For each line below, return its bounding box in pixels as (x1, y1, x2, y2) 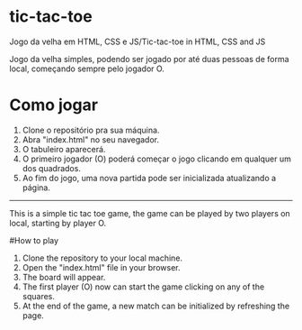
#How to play (9, 234, 59, 245)
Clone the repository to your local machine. (22, 252, 182, 263)
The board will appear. (22, 271, 106, 282)
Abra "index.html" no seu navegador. (22, 133, 160, 145)
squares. (22, 290, 56, 301)
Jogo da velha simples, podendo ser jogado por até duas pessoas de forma (9, 53, 289, 64)
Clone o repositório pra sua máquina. (22, 124, 160, 135)
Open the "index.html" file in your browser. (22, 261, 181, 272)
